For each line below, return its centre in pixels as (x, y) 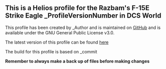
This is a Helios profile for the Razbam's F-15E (77, 8)
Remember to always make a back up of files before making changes (77, 61)
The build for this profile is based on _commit (51, 51)
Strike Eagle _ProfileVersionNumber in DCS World (83, 16)
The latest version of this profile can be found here (57, 42)
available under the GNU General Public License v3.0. (60, 33)
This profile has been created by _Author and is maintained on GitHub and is (83, 27)
